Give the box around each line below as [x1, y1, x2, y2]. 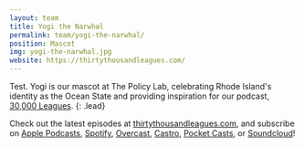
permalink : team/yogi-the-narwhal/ [9, 30, 145, 39]
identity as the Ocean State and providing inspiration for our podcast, [9, 90, 270, 101]
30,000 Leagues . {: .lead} [9, 100, 106, 111]
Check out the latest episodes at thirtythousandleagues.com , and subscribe [9, 118, 295, 129]
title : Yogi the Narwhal [9, 22, 104, 31]
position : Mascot [9, 38, 76, 48]
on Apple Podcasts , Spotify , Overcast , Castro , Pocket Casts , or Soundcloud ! [9, 128, 296, 138]
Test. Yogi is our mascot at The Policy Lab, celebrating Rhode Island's [9, 81, 272, 91]
